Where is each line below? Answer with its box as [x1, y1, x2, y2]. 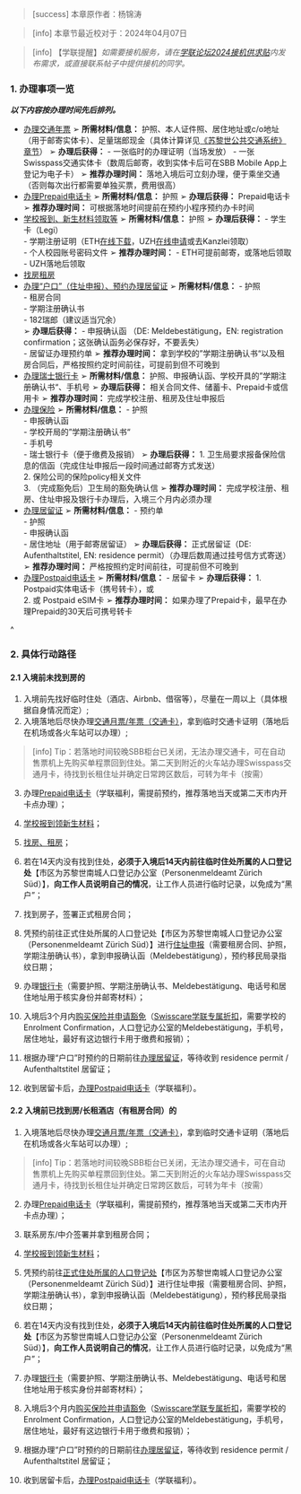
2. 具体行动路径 [10, 648, 77, 660]
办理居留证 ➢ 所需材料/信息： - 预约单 [22, 505, 164, 516]
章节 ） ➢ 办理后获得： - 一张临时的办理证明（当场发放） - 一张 [22, 146, 255, 157]
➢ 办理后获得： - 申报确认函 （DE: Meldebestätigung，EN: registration [22, 326, 284, 336]
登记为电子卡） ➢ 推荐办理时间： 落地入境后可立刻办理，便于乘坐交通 [22, 169, 280, 179]
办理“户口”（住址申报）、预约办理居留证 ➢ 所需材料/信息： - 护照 [22, 281, 261, 292]
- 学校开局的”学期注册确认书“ [22, 426, 131, 438]
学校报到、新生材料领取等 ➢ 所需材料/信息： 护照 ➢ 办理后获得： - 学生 [22, 214, 287, 224]
